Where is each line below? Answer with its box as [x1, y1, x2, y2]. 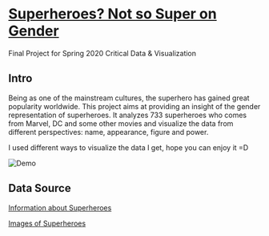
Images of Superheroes [8, 218, 86, 228]
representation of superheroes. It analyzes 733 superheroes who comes [8, 110, 247, 120]
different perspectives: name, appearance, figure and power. [8, 127, 209, 136]
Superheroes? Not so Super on [8, 5, 218, 23]
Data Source [8, 181, 71, 195]
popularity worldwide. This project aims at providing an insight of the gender [8, 101, 261, 111]
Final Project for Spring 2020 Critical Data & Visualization [8, 48, 197, 58]
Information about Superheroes [8, 202, 112, 213]
